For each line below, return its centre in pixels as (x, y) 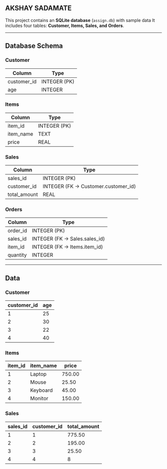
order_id (17, 231)
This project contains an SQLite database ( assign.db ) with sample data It (80, 20)
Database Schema (34, 46)
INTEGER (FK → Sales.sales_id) (69, 239)
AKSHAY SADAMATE (39, 8)
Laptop (38, 374)
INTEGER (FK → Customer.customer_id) (89, 187)
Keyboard (42, 390)
